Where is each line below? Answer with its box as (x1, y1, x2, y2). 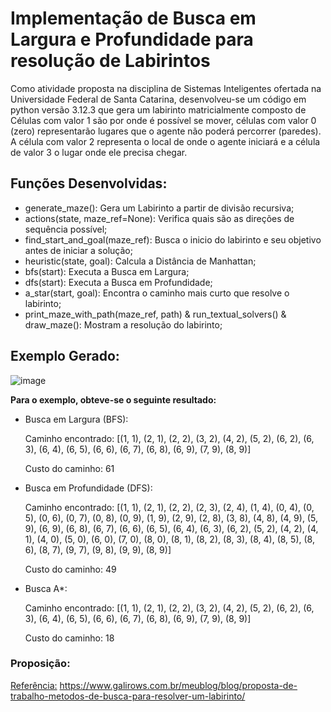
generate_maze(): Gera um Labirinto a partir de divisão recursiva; (24, 202, 295, 214)
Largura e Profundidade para (10, 28, 254, 51)
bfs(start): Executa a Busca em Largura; (24, 265, 190, 277)
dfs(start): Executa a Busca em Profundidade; (24, 276, 213, 288)
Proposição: (10, 657, 71, 671)
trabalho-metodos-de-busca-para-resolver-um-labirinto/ (10, 690, 246, 702)
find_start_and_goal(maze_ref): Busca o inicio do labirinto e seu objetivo (24, 233, 322, 246)
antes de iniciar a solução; (24, 244, 133, 256)
